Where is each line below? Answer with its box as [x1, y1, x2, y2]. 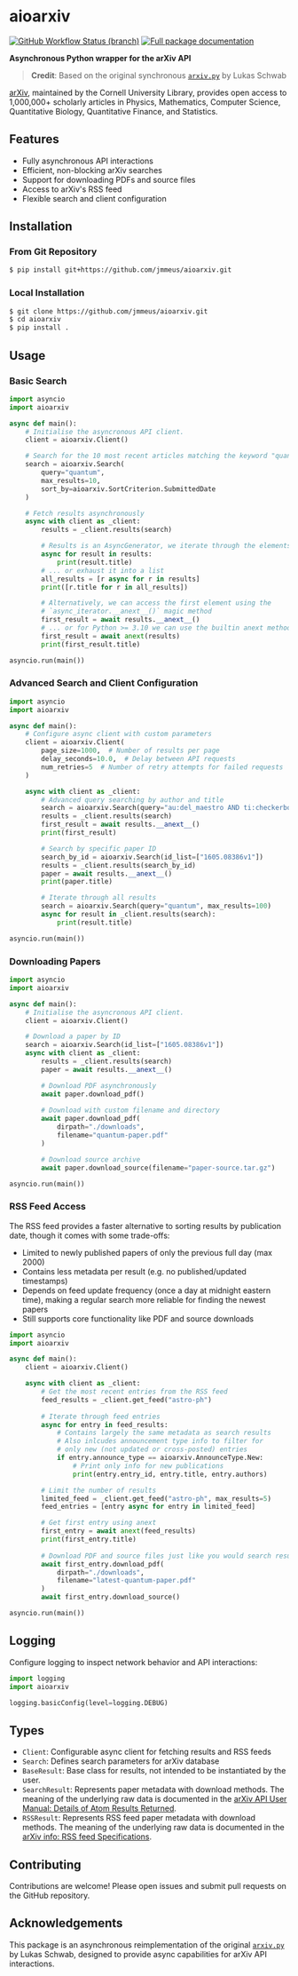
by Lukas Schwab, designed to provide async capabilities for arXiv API [9, 1948, 268, 1959]
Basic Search [9, 375, 67, 387]
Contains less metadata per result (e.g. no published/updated [21, 1266, 247, 1276]
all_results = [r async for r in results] [41, 575, 200, 583]
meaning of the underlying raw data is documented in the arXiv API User [21, 1794, 287, 1805]
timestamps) [21, 1275, 68, 1286]
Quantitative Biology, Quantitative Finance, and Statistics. [9, 106, 219, 116]
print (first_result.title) [41, 639, 141, 649]
